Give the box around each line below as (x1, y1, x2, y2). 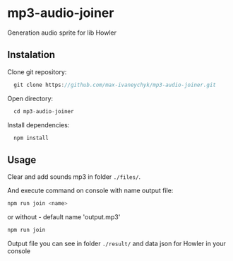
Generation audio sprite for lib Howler (7, 28, 116, 37)
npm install (13, 134, 49, 141)
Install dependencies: (7, 120, 70, 129)
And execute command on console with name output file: (7, 186, 174, 195)
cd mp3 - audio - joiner (13, 108, 74, 115)
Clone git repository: (7, 67, 67, 76)
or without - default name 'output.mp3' (7, 213, 121, 221)
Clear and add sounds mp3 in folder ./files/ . (7, 173, 141, 181)
